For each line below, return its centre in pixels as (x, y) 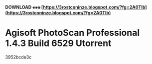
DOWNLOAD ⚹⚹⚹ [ (24, 7)
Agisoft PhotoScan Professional (73, 33)
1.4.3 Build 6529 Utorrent (58, 43)
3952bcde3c (18, 57)
